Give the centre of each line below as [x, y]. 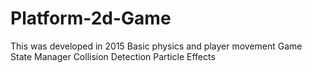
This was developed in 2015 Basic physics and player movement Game [156, 46]
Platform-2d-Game [91, 18]
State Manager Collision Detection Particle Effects [113, 56]
